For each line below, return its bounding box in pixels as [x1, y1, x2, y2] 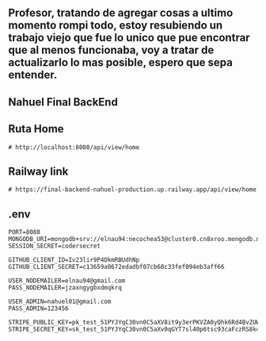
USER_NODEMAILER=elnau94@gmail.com [8, 277, 126, 285]
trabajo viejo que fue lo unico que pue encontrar [8, 31, 251, 44]
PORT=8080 [8, 228, 41, 236]
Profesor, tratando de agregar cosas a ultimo [8, 6, 234, 20]
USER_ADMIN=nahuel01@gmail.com [8, 297, 112, 306]
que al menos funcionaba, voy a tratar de [8, 44, 215, 57]
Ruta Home [8, 122, 65, 136]
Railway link [8, 164, 69, 178]
